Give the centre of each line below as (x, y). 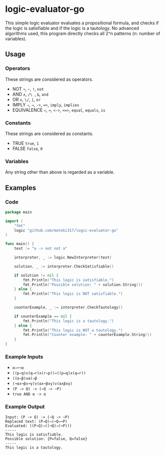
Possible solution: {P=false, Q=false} (46, 439)
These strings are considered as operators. (49, 79)
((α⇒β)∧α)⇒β (25, 379)
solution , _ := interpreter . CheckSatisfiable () (64, 266)
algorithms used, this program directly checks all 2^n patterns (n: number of (83, 33)
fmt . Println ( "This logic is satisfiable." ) (68, 280)
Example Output (25, 407)
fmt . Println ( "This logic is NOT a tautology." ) (73, 330)
